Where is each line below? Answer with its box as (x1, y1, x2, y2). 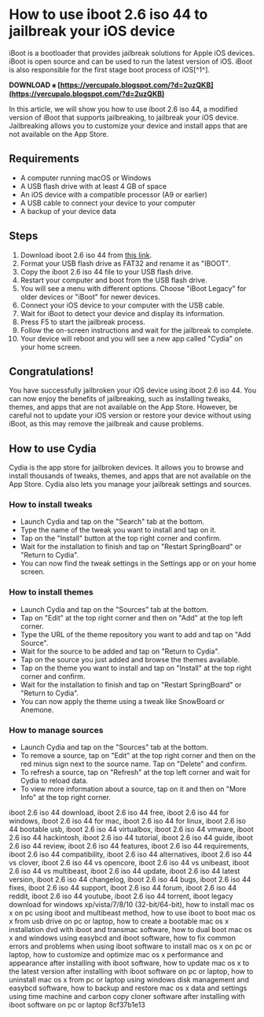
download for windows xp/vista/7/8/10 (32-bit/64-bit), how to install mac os (9, 900, 255, 909)
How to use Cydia (9, 442, 97, 455)
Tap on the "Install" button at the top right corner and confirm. (20, 533, 222, 544)
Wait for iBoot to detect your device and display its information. (20, 308, 225, 318)
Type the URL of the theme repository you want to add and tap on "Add (20, 629, 251, 639)
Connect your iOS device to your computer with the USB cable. (20, 300, 225, 310)
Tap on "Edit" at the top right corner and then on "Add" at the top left (20, 613, 243, 622)
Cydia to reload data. (20, 776, 89, 786)
